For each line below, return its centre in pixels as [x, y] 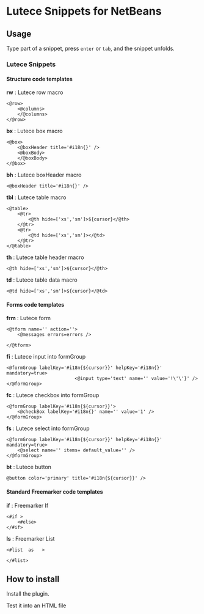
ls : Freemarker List [31, 538]
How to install [33, 579]
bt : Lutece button [29, 467]
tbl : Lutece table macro [36, 197]
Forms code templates [35, 304]
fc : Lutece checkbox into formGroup [53, 395]
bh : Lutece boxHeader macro [44, 175]
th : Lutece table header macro [45, 257]
